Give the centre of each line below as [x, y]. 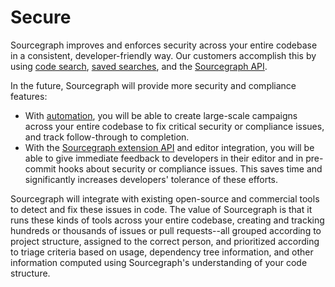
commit [40, 168]
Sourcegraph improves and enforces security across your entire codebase [164, 45]
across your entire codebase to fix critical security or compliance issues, [174, 126]
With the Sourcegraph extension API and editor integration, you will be [169, 147]
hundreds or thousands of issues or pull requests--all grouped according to [166, 230]
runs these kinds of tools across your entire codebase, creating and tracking [167, 220]
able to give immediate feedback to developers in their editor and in [164, 158]
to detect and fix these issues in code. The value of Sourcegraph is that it [161, 209]
